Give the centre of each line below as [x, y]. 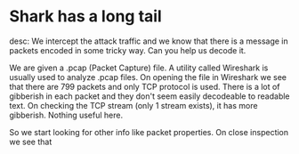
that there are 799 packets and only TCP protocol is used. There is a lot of [145, 86]
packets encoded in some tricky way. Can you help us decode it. [128, 50]
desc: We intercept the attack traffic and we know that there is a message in [149, 41]
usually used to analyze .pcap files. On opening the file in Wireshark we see [148, 77]
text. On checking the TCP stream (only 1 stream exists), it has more [133, 105]
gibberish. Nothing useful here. [66, 115]
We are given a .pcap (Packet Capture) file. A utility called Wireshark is [139, 68]
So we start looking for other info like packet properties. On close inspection [149, 132]
